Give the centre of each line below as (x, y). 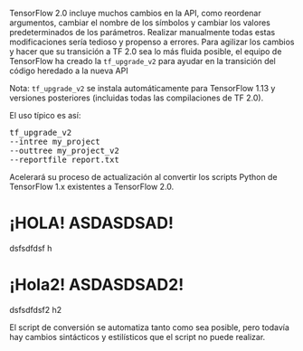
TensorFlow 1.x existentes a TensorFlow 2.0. (92, 186)
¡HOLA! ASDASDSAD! (92, 223)
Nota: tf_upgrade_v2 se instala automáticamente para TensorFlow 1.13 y (142, 88)
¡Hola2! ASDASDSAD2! (97, 285)
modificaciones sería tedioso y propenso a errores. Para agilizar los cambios (152, 42)
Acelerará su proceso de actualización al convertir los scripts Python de (143, 177)
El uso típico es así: (45, 115)
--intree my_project (55, 142)
